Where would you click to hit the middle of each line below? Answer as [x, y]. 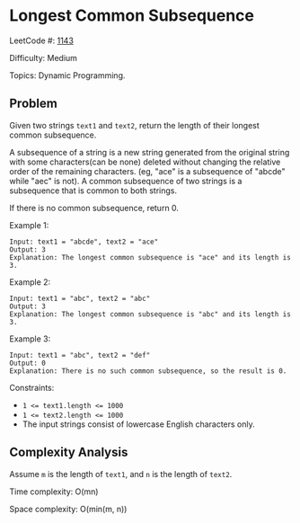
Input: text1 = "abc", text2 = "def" [80, 355]
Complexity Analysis [69, 452]
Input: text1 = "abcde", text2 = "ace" [84, 242]
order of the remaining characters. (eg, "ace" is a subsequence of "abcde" [147, 171]
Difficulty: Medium [44, 58]
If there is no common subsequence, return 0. [94, 208]
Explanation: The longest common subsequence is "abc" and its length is [150, 314]
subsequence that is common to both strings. [93, 191]
